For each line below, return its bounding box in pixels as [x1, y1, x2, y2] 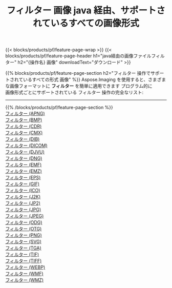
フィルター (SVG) [5, 239, 42, 245]
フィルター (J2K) [5, 194, 41, 200]
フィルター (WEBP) [5, 264, 46, 271]
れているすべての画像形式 [32, 17, 140, 29]
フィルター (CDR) [5, 124, 42, 130]
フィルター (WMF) [5, 271, 44, 277]
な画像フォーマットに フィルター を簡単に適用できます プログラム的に [5, 83, 153, 89]
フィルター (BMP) [5, 117, 42, 123]
